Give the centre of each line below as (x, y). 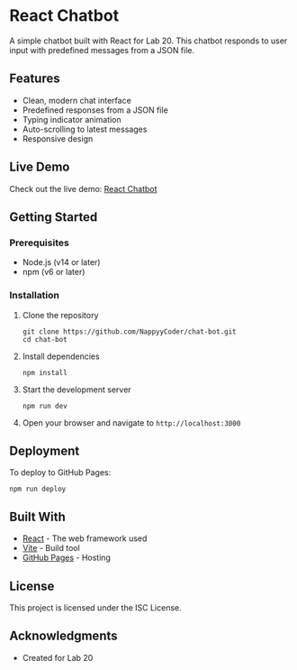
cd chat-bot (45, 339)
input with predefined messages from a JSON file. (102, 50)
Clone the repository (60, 315)
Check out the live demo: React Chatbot (83, 188)
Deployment (45, 450)
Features (35, 79)
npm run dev (45, 406)
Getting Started (54, 217)
